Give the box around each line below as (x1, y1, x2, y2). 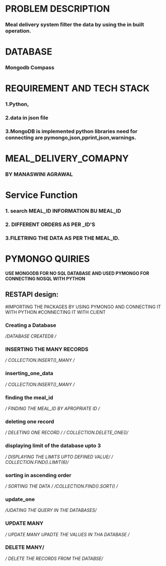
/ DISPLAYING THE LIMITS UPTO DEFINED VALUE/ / (5, 453, 113, 460)
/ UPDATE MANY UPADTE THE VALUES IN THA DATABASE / (5, 531, 130, 537)
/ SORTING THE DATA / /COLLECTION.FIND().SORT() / (5, 483, 118, 489)
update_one (5, 496, 35, 503)
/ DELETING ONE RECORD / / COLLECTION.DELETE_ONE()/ (5, 430, 129, 436)
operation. (5, 27, 32, 34)
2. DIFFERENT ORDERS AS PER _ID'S (5, 221, 96, 228)
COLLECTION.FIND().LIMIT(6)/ (5, 459, 69, 465)
